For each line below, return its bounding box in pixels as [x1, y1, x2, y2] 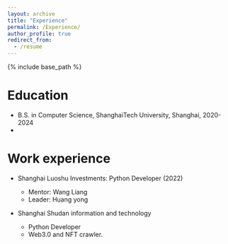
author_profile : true [7, 30, 72, 37]
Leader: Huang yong [28, 195, 89, 204]
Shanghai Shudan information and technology [17, 209, 152, 217]
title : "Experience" [7, 17, 69, 24]
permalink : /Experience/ [7, 23, 81, 30]
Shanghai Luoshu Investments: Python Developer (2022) [17, 174, 183, 182]
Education [7, 88, 69, 103]
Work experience [7, 151, 111, 167]
